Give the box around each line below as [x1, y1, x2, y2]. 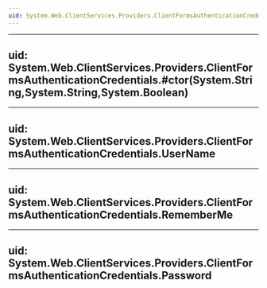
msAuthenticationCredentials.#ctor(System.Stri [8, 73, 253, 88]
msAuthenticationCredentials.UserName [8, 146, 216, 160]
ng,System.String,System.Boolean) [8, 86, 189, 99]
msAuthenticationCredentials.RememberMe [8, 208, 234, 221]
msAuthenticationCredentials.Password [8, 269, 212, 282]
